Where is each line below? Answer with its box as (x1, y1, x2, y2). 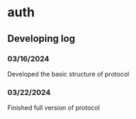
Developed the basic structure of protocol (7, 69, 130, 78)
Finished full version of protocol (7, 103, 101, 112)
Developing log (7, 33, 76, 45)
